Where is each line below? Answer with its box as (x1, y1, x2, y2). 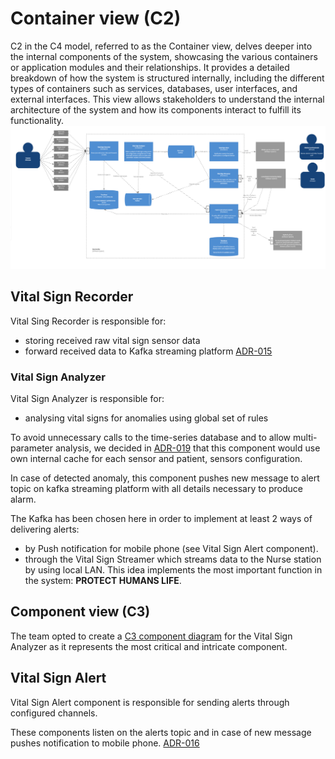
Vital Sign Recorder (10, 288, 134, 306)
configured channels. (10, 707, 98, 719)
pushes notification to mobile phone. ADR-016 (10, 737, 200, 749)
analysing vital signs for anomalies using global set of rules (24, 412, 269, 424)
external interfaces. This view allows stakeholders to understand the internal (10, 93, 325, 105)
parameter (10, 442, 54, 454)
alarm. (10, 493, 37, 505)
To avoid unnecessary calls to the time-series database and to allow (10, 431, 292, 443)
